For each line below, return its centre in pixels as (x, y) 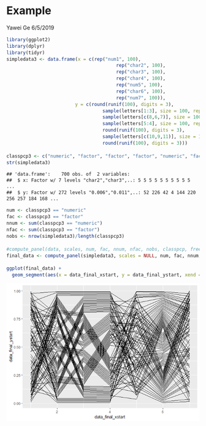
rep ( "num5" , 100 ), (140, 85)
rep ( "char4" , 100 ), (141, 78)
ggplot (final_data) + (34, 268)
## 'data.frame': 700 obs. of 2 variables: (68, 174)
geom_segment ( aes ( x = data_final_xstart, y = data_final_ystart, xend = (107, 275)
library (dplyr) (26, 46)
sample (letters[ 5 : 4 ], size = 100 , (146, 124)
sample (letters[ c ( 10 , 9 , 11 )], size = (149, 137)
